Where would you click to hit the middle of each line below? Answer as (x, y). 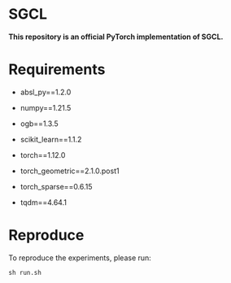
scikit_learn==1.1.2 (51, 139)
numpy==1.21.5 (46, 107)
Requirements (57, 70)
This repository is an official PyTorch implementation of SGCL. (116, 37)
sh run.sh (25, 272)
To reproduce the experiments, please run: (80, 258)
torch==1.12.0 (43, 155)
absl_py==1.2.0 (46, 92)
